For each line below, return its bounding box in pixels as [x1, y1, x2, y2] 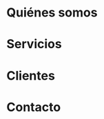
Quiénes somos [6, 5, 98, 21]
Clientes [6, 67, 56, 83]
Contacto [6, 99, 61, 115]
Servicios [6, 36, 63, 52]
